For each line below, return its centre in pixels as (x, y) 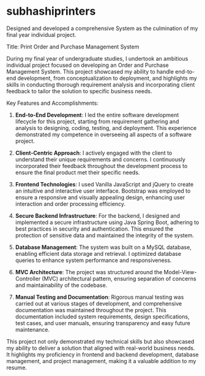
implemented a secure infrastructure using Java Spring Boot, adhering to (107, 222)
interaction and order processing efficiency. (70, 204)
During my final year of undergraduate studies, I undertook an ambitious (97, 58)
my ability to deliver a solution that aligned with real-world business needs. (101, 348)
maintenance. (32, 329)
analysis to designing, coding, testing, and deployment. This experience (106, 128)
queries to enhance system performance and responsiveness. (93, 260)
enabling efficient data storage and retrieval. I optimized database (98, 253)
